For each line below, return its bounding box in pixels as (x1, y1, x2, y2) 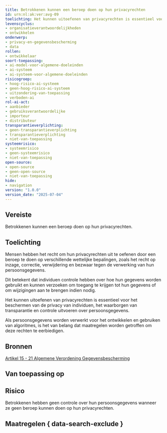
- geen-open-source (5, 169, 46, 174)
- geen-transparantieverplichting (5, 127, 77, 132)
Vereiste (5, 211, 32, 219)
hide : (5, 178, 16, 183)
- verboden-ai (5, 95, 35, 100)
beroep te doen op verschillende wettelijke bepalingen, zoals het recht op (5, 257, 156, 262)
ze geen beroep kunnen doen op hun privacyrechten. (5, 405, 114, 411)
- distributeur (5, 118, 37, 123)
